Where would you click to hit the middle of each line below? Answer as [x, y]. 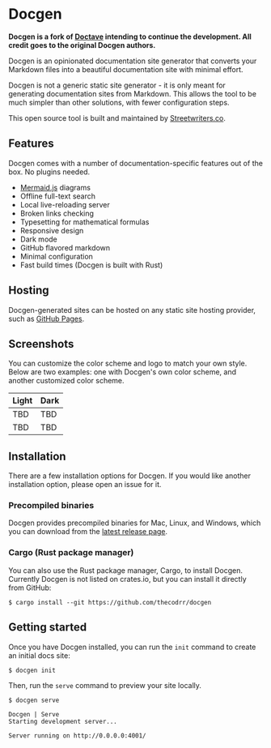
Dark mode [39, 239]
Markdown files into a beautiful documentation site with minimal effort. [126, 69]
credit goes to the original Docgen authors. [82, 45]
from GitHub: [30, 588]
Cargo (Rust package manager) [71, 553]
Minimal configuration [56, 256]
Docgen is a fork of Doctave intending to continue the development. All [130, 36]
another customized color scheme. [66, 381]
